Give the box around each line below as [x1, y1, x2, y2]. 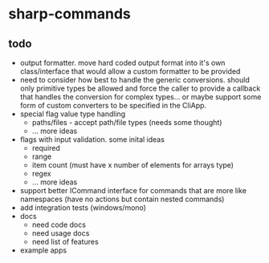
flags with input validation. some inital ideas [19, 135, 165, 144]
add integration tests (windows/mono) [19, 203, 147, 212]
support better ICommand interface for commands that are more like [19, 186, 247, 195]
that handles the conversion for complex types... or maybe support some [19, 92, 262, 101]
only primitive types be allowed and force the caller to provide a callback [19, 83, 261, 93]
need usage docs [31, 229, 90, 237]
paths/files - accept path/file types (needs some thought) [31, 118, 222, 127]
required [31, 144, 60, 152]
